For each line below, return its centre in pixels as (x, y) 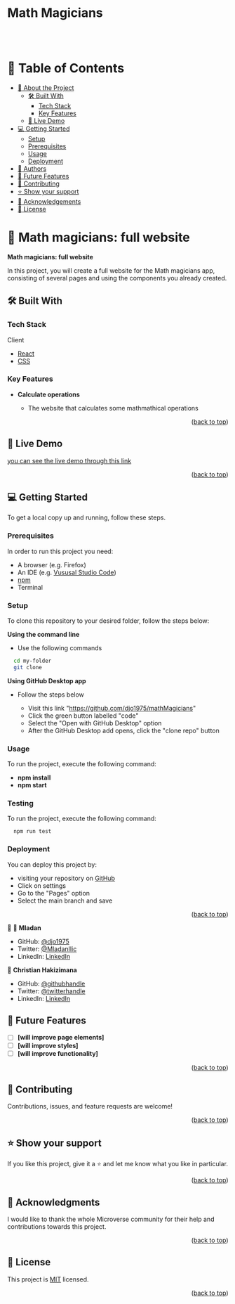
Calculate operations (49, 394)
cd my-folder (33, 661)
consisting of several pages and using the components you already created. (117, 278)
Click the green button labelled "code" (83, 716)
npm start (32, 785)
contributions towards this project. (57, 1227)
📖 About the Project (46, 88)
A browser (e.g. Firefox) (52, 564)
